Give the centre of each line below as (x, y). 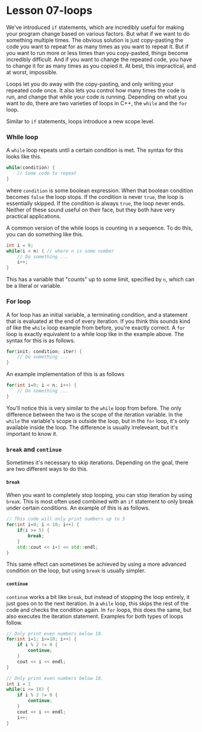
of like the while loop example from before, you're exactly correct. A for (96, 328)
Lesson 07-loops (49, 11)
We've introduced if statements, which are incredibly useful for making (95, 27)
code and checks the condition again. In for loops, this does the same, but (99, 610)
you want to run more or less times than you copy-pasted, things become (97, 53)
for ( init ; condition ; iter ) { (44, 351)
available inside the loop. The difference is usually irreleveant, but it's (92, 427)
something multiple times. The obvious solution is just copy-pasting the (95, 40)
